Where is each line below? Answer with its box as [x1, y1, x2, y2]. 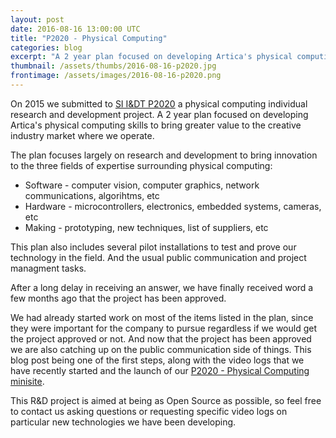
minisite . [10, 375, 45, 387]
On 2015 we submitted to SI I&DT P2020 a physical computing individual [10, 97, 308, 110]
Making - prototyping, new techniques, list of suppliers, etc [24, 221, 269, 233]
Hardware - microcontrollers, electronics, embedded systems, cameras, [24, 200, 322, 212]
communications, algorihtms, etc [24, 189, 160, 201]
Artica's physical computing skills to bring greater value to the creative [10, 119, 302, 131]
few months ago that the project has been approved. [10, 292, 227, 304]
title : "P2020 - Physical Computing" [10, 33, 168, 43]
